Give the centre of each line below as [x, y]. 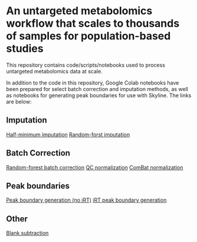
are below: [19, 101]
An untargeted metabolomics [79, 11]
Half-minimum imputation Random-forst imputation [68, 134]
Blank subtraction [27, 233]
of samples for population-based [88, 36]
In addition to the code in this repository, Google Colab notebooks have [93, 83]
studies [25, 49]
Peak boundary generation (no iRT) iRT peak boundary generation [86, 200]
